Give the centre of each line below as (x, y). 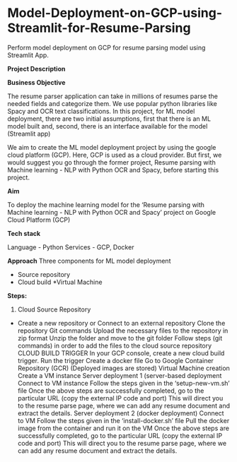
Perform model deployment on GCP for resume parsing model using (106, 47)
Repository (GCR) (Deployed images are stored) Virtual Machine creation (123, 368)
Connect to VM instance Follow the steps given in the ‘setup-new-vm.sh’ (123, 383)
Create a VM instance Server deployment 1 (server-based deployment (120, 375)
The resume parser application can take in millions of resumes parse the (112, 96)
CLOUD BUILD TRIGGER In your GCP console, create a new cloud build (121, 353)
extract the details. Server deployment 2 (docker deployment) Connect (121, 413)
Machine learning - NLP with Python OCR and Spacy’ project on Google (112, 212)
